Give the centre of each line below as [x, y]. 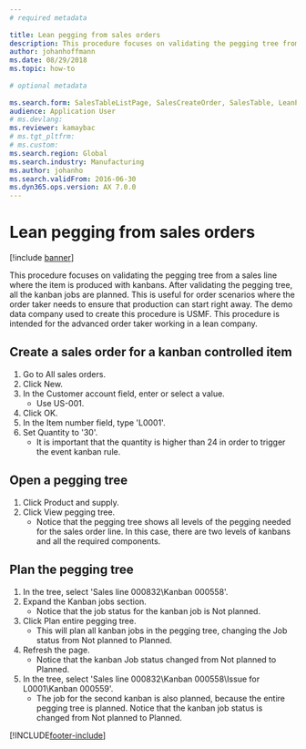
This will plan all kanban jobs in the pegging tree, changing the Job [162, 631]
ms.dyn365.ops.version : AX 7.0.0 [73, 188]
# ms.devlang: [36, 119]
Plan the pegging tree [71, 570]
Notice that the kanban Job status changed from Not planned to [156, 659]
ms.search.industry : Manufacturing [77, 162]
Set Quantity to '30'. [60, 432]
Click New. [43, 384]
